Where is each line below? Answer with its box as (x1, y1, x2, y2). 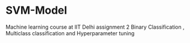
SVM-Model (5, 4, 67, 17)
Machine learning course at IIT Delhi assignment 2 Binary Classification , (5, 23, 185, 30)
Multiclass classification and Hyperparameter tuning (5, 29, 135, 36)
